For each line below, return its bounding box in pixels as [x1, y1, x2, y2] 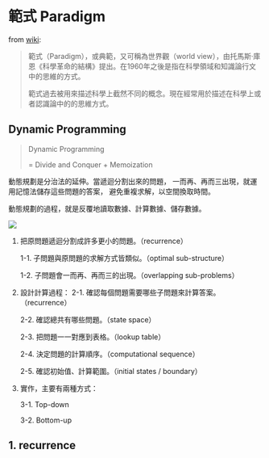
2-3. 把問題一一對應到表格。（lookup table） [19, 332, 166, 342]
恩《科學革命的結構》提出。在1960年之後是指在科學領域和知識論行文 [27, 61, 256, 71]
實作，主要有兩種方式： [19, 383, 98, 393]
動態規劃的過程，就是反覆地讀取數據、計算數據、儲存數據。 [8, 204, 206, 213]
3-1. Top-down [19, 399, 70, 409]
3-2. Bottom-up [19, 415, 72, 425]
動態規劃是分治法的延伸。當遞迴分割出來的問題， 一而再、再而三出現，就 [8, 176, 250, 186]
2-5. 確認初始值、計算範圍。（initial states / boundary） [19, 366, 203, 376]
